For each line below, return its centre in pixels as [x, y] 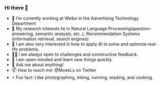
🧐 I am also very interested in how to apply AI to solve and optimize [79, 44]
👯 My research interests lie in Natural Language [59, 29]
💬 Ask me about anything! [38, 65]
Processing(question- [130, 29]
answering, [23, 34]
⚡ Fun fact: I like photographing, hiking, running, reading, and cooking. [82, 78]
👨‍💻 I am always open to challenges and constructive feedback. [75, 54]
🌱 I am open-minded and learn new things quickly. [62, 60]
